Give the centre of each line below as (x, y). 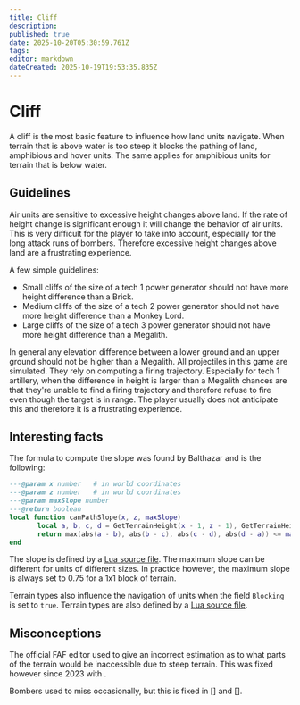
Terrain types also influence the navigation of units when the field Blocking (147, 596)
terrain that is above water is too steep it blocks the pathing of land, (133, 146)
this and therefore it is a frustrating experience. (96, 408)
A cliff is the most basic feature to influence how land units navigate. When (147, 136)
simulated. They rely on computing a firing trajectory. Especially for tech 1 (145, 371)
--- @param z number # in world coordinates (95, 492)
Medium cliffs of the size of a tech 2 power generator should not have (150, 306)
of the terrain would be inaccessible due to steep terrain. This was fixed (142, 664)
